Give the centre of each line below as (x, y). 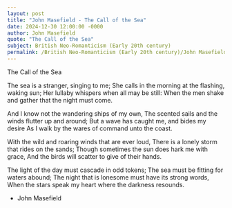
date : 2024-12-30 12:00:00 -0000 (55, 26)
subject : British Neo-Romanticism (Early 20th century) (89, 46)
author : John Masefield (41, 33)
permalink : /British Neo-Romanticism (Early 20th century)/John (101, 53)
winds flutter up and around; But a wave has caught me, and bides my (107, 121)
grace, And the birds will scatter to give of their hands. (85, 156)
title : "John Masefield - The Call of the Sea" (77, 20)
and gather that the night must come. (60, 100)
